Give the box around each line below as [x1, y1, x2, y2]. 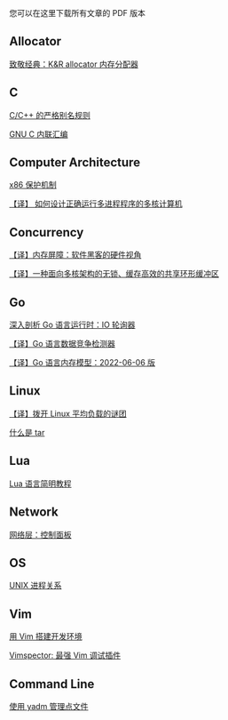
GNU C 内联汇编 [9, 128, 68, 140]
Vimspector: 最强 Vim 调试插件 [9, 650, 122, 660]
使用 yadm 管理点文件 [9, 700, 89, 711]
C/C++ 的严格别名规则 [9, 109, 90, 120]
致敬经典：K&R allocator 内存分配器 [9, 59, 139, 69]
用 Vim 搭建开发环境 [9, 631, 83, 642]
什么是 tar [9, 427, 45, 437]
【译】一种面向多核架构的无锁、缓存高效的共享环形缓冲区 [9, 268, 219, 279]
